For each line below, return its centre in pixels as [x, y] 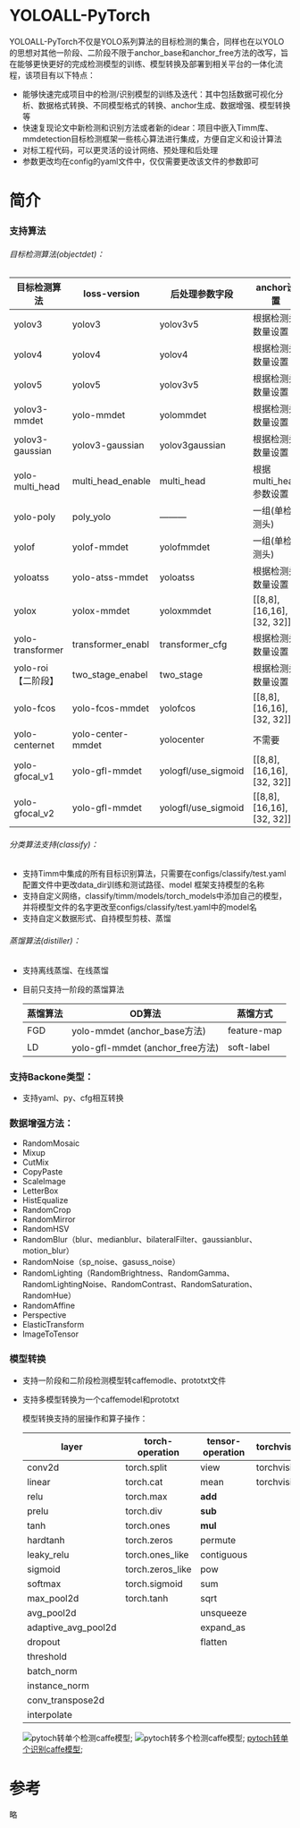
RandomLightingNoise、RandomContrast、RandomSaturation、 [139, 1285]
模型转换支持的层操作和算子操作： [85, 1418]
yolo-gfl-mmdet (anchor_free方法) [145, 1047]
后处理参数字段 [202, 295]
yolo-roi [31, 668]
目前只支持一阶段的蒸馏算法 [73, 989]
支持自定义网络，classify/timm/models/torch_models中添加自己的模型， [154, 896]
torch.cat [144, 1482]
